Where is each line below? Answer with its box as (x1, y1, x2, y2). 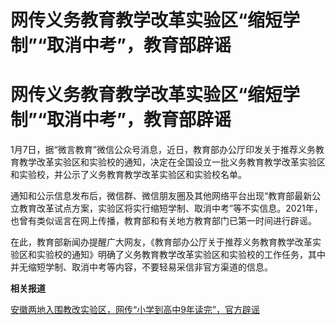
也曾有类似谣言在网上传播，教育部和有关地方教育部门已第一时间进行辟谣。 (10, 215, 317, 227)
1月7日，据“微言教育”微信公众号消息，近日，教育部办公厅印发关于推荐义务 (10, 144, 316, 156)
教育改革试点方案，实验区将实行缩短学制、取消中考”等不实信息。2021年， (18, 202, 323, 215)
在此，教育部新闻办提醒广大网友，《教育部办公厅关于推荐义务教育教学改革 (10, 236, 313, 248)
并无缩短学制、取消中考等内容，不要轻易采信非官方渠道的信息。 (10, 261, 273, 273)
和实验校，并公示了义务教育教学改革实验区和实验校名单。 (10, 169, 247, 181)
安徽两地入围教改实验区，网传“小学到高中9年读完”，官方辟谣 (10, 304, 261, 316)
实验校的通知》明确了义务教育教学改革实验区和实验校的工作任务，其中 (36, 249, 326, 261)
